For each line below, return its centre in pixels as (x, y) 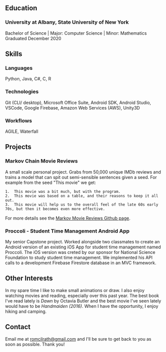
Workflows (19, 120)
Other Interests (29, 278)
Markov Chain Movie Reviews (42, 161)
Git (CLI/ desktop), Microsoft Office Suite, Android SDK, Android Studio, (78, 102)
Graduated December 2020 (33, 38)
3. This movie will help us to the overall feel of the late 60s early (82, 205)
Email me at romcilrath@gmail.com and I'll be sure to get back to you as (78, 339)
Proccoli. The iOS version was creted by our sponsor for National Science (80, 252)
